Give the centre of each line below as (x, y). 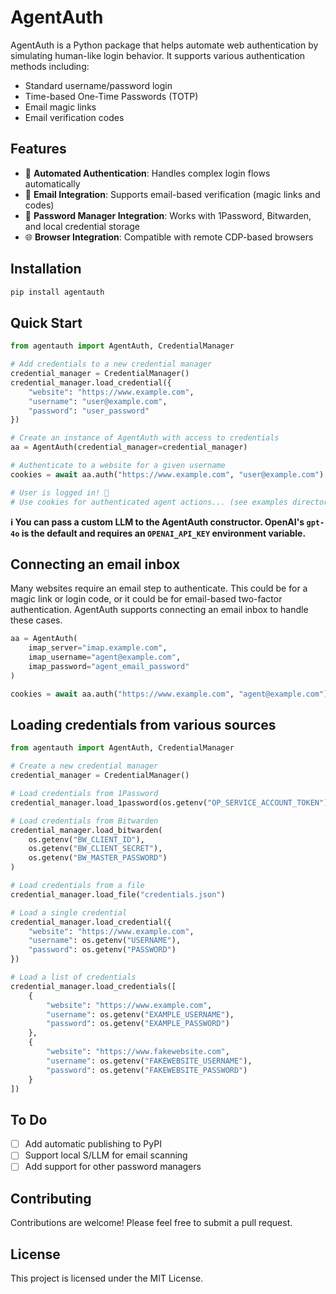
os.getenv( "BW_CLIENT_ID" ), (86, 839)
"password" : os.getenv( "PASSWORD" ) (102, 950)
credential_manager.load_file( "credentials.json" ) (118, 894)
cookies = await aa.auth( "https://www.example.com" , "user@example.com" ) (167, 474)
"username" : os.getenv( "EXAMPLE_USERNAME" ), (140, 1014)
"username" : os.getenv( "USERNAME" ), (105, 941)
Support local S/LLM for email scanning (106, 1155)
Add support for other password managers (113, 1167)
